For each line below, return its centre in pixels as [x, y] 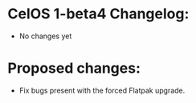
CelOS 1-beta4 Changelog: [98, 14]
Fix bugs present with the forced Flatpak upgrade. [102, 90]
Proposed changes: [74, 68]
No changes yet [45, 36]
